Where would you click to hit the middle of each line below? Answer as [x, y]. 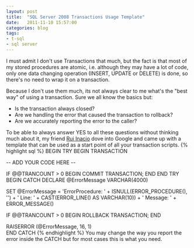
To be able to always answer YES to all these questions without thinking [92, 132]
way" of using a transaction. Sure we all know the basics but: [79, 97]
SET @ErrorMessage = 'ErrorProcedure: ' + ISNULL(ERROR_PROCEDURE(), [97, 191]
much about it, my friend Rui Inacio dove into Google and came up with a [93, 138]
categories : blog [27, 28]
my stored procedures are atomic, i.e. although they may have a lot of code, [97, 67]
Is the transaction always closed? [55, 108]
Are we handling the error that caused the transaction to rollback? [94, 114]
